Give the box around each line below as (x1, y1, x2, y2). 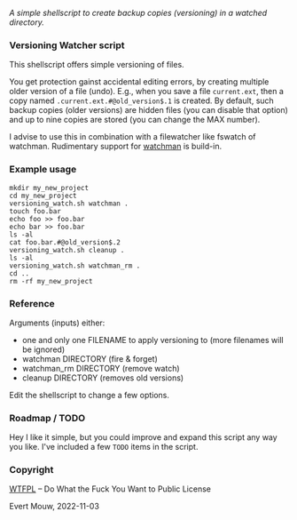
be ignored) (21, 344, 65, 355)
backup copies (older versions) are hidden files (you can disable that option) (9, 105, 288, 116)
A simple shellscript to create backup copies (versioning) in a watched (9, 8, 268, 18)
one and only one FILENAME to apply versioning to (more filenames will (21, 334, 284, 345)
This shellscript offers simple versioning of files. (9, 60, 184, 70)
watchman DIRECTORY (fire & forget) (21, 353, 158, 364)
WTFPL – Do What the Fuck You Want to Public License (9, 484, 211, 494)
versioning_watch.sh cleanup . (9, 245, 125, 254)
